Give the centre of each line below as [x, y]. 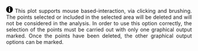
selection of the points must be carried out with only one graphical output [99, 30]
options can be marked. [35, 42]
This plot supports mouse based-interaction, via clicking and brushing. [103, 11]
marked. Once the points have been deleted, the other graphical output [99, 36]
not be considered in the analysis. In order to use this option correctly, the [99, 23]
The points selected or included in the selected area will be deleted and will [99, 17]
